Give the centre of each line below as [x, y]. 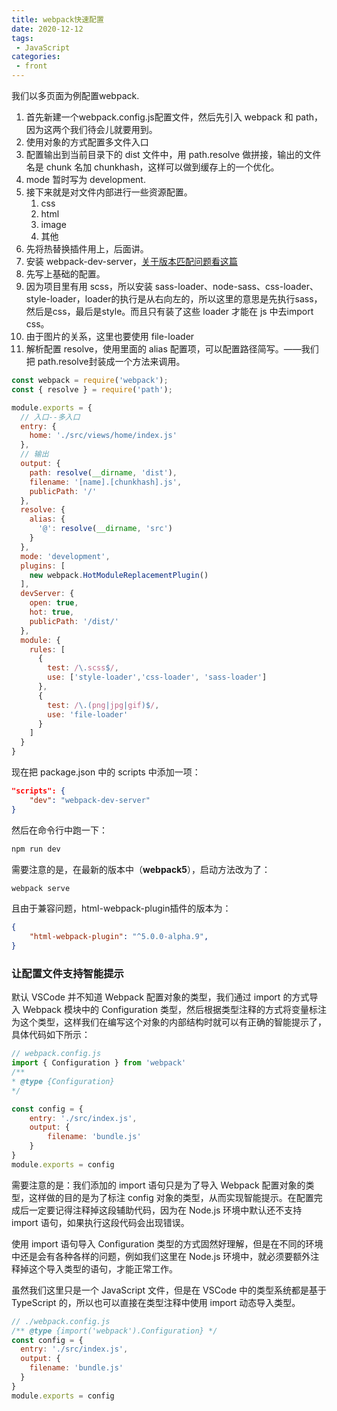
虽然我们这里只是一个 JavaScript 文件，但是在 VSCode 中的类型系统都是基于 [169, 1290]
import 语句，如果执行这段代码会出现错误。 [100, 1222]
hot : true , [52, 612]
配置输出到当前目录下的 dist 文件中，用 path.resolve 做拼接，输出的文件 [173, 154]
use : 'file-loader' [88, 714]
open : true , [54, 603]
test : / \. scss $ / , [83, 668]
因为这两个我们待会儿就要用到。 [91, 129]
